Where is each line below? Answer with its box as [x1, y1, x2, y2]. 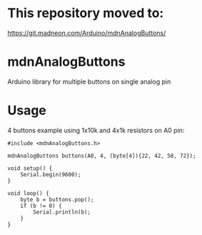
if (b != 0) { [20, 202, 62, 209]
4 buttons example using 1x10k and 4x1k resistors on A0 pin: [7, 126, 185, 134]
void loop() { [7, 189, 50, 197]
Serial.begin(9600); [20, 171, 81, 178]
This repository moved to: [7, 5, 164, 21]
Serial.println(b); [33, 209, 91, 216]
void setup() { [7, 164, 53, 172]
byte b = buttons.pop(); [20, 196, 94, 203]
